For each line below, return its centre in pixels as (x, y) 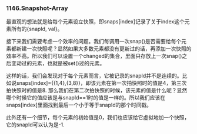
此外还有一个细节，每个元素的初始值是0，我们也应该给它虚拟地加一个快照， (98, 118)
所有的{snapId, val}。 (37, 29)
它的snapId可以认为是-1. (35, 125)
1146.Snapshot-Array (37, 8)
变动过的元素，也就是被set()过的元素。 (58, 63)
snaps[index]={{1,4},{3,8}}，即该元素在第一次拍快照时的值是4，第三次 (101, 83)
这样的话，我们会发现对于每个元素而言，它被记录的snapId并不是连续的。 (94, 76)
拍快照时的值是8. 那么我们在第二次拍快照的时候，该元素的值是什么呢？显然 (97, 90)
